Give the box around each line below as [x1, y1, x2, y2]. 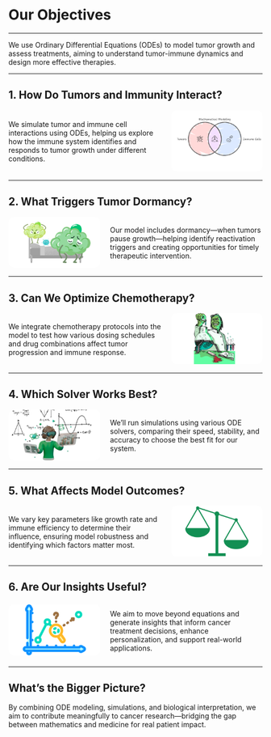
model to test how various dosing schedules [8, 330, 156, 340]
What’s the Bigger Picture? [8, 681, 146, 695]
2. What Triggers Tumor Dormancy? [8, 195, 193, 209]
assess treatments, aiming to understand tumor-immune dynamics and [8, 49, 244, 58]
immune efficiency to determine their [8, 523, 131, 532]
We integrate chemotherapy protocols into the [8, 321, 161, 331]
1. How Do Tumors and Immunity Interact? [8, 88, 223, 102]
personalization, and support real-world [110, 634, 242, 644]
